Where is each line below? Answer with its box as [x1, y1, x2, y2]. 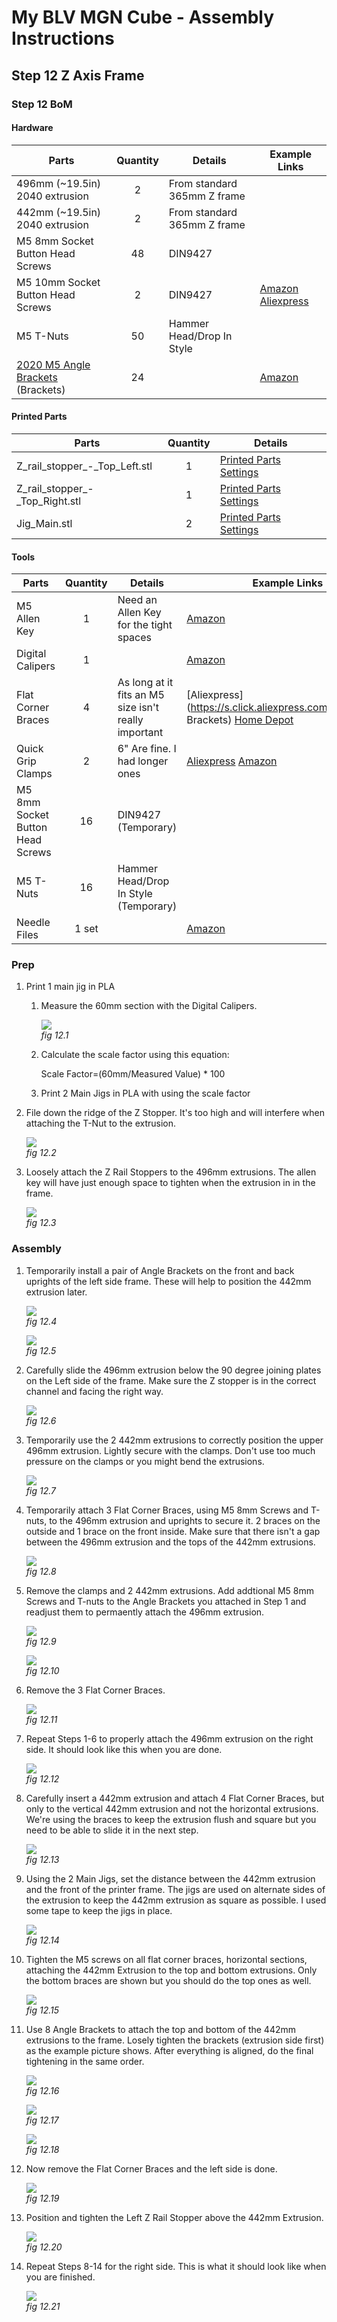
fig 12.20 [25, 2241, 63, 2253]
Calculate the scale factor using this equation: [40, 1049, 230, 1061]
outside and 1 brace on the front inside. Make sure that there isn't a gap [25, 1525, 321, 1537]
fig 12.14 [25, 1934, 60, 1946]
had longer [117, 754, 169, 768]
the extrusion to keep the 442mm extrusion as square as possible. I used [25, 1894, 327, 1906]
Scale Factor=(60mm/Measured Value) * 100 [40, 1068, 226, 1080]
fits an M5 [117, 688, 165, 702]
